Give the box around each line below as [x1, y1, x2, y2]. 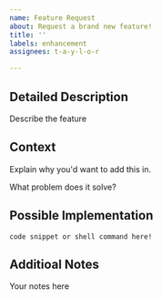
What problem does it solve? [9, 181, 116, 192]
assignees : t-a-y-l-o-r [9, 47, 100, 57]
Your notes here [9, 281, 70, 292]
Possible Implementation [9, 208, 154, 223]
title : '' [9, 30, 47, 39]
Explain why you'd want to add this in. [9, 163, 152, 174]
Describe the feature [9, 113, 87, 124]
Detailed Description [9, 88, 129, 105]
